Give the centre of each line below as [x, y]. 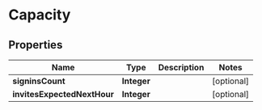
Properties [36, 45]
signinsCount [39, 81]
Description [181, 68]
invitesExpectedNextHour [63, 94]
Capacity [40, 15]
